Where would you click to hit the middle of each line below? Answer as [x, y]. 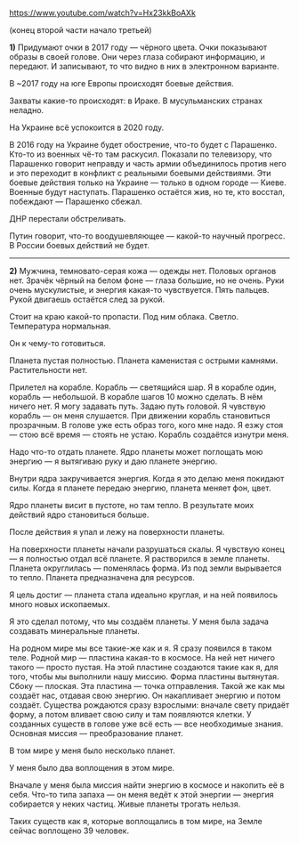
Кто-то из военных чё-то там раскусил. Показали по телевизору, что [141, 154]
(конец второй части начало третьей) [81, 30]
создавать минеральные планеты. [75, 631]
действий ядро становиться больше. [79, 515]
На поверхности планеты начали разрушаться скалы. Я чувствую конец [147, 549]
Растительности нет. [48, 370]
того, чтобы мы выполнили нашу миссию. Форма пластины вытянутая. [144, 677]
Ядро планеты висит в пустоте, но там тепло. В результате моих [132, 505]
